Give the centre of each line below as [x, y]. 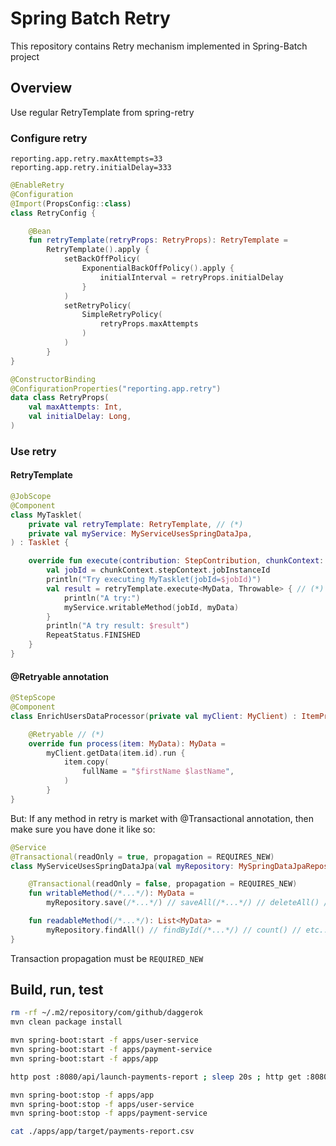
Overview [41, 88]
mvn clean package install [66, 1022]
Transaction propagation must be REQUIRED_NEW [107, 958]
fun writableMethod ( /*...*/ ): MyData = [111, 893]
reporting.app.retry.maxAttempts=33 [86, 159]
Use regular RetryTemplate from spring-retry [102, 112]
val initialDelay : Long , [80, 417]
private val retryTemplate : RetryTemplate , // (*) [136, 524]
